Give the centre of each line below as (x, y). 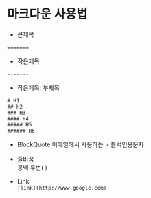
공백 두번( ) (32, 167)
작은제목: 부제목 (38, 87)
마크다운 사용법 (47, 14)
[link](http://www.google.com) (62, 188)
